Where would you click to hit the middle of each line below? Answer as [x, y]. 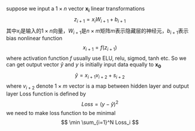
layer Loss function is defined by [46, 94]
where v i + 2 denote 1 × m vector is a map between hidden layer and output [97, 87]
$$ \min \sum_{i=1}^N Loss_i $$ [100, 122]
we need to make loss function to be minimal [61, 113]
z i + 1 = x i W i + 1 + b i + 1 [100, 20]
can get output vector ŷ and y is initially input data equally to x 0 [84, 65]
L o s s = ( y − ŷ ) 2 [100, 103]
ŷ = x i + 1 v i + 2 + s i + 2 [100, 76]
